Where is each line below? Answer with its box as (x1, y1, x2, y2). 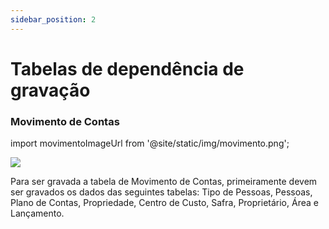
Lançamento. (10, 207, 65, 220)
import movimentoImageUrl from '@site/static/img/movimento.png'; (10, 137, 290, 150)
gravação (10, 79, 91, 101)
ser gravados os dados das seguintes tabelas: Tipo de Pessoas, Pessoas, (10, 186, 313, 198)
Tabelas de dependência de (10, 57, 245, 80)
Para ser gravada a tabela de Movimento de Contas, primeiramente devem (10, 176, 318, 188)
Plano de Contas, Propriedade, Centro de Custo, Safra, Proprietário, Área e (10, 197, 319, 209)
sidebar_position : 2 (10, 14, 97, 25)
